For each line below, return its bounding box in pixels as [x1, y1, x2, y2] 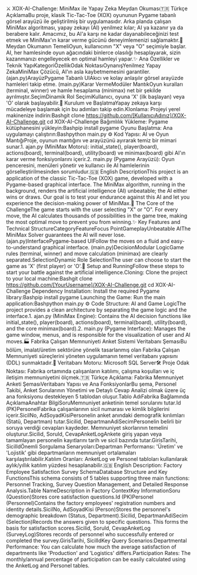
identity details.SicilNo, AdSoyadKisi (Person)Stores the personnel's [6, 506, 171, 513]
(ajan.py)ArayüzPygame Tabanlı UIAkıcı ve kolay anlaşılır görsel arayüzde [6, 75, 184, 81]
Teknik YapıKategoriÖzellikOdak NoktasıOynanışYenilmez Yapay [6, 62, 161, 69]
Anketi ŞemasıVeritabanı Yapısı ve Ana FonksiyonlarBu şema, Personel [6, 380, 177, 387]
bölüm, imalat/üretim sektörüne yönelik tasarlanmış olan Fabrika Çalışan [6, 346, 181, 353]
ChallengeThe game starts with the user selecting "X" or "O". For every [6, 206, 178, 213]
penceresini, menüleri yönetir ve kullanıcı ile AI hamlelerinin [6, 162, 150, 169]
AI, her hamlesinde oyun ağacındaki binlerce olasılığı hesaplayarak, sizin [6, 49, 181, 56]
